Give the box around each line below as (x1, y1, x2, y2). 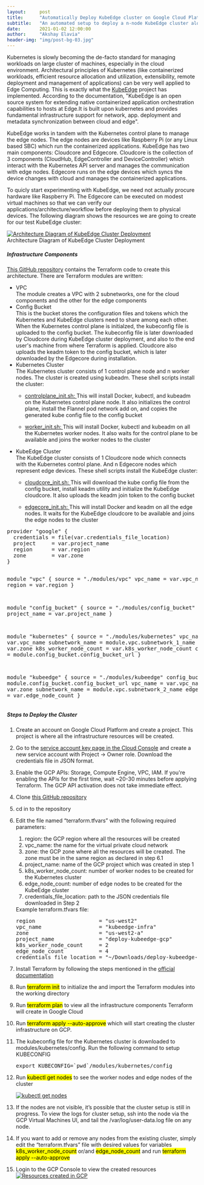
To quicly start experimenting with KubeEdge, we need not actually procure (7, 186, 195, 194)
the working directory (15, 990, 70, 997)
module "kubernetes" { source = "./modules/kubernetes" (7, 633, 176, 640)
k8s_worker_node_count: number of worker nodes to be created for (24, 867, 194, 875)
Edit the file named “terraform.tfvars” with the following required (15, 816, 176, 824)
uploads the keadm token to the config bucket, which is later (15, 348, 167, 355)
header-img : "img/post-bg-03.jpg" (7, 37, 94, 43)
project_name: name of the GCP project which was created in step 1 (24, 861, 194, 868)
